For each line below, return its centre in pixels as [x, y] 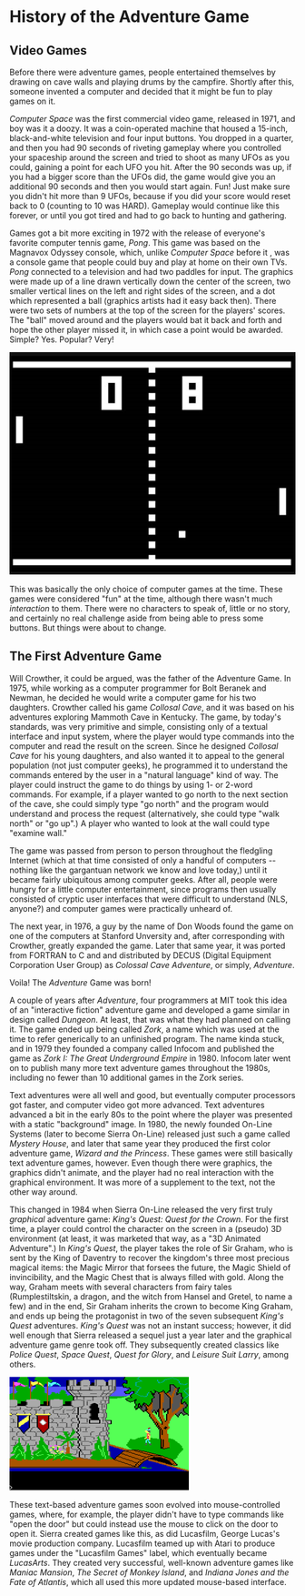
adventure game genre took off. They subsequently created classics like [144, 1345]
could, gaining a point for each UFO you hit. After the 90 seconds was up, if [151, 167]
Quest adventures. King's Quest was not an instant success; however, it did [151, 1325]
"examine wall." [39, 833]
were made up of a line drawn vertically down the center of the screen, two [150, 281]
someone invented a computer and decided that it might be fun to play [141, 91]
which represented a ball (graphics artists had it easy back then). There [143, 301]
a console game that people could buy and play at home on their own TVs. [148, 262]
